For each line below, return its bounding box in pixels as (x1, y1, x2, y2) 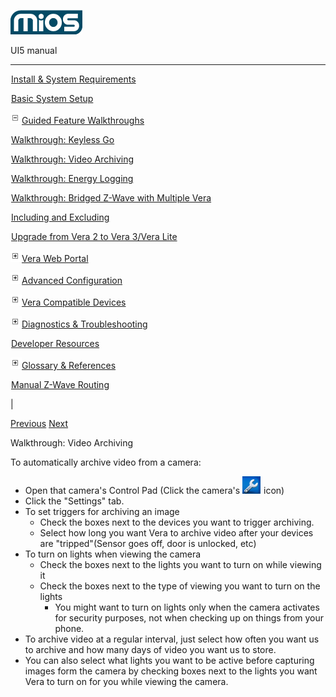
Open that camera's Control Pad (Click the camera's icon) (24, 485, 285, 496)
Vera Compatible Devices (21, 296, 127, 308)
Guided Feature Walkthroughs (21, 115, 145, 126)
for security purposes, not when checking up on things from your (54, 612, 325, 624)
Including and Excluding (11, 211, 110, 223)
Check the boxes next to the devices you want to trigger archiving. (39, 516, 315, 528)
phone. (54, 623, 85, 634)
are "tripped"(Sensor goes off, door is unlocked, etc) (39, 538, 257, 549)
